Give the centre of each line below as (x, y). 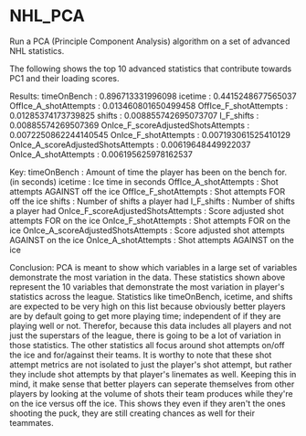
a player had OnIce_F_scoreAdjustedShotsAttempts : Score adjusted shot (147, 210)
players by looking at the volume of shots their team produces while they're (152, 393)
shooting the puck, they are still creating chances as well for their (132, 413)
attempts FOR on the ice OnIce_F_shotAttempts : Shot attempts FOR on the (150, 220)
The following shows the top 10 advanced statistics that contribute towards (151, 69)
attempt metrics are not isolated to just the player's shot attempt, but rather (151, 364)
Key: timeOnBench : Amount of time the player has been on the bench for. (148, 172)
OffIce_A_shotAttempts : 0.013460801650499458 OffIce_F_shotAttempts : (149, 105)
